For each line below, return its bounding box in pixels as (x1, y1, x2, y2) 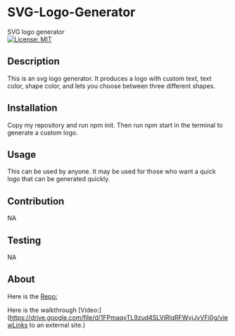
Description (7, 56, 60, 68)
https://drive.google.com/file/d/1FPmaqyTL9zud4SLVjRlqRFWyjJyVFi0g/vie (9, 313, 229, 321)
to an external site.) (29, 321, 86, 329)
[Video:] (78, 306, 102, 314)
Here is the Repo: (7, 292, 58, 300)
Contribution (7, 195, 65, 207)
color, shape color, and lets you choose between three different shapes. (7, 82, 216, 90)
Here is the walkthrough (7, 306, 77, 314)
